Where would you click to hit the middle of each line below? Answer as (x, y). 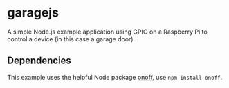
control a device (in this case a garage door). (71, 38)
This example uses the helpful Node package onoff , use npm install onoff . (115, 77)
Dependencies (39, 61)
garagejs (33, 13)
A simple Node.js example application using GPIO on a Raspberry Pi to (107, 32)
